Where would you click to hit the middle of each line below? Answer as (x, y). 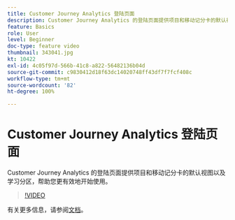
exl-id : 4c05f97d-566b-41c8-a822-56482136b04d (76, 66)
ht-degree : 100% (31, 91)
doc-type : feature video (43, 46)
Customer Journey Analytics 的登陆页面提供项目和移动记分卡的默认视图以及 (116, 173)
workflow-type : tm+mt (39, 79)
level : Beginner (31, 40)
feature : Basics (31, 27)
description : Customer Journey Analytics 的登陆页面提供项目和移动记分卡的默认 (117, 20)
